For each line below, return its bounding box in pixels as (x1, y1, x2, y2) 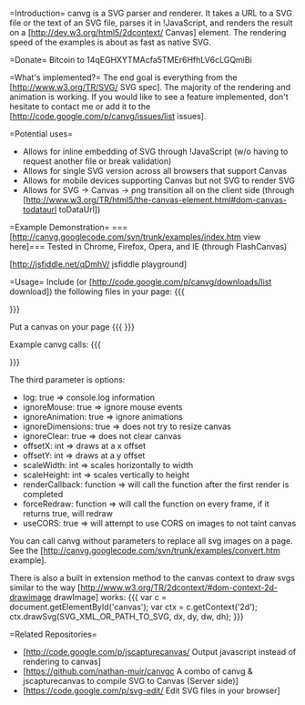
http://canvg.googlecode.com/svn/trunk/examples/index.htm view (12, 231, 261, 242)
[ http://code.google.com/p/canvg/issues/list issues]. (9, 111, 207, 121)
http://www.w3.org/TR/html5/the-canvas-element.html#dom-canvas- (25, 195, 287, 205)
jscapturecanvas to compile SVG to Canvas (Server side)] (22, 676, 239, 686)
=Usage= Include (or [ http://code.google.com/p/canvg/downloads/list (9, 277, 272, 287)
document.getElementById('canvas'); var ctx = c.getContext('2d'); (9, 601, 258, 612)
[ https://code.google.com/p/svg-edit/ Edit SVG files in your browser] (22, 685, 280, 696)
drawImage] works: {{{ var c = (53, 592, 168, 602)
